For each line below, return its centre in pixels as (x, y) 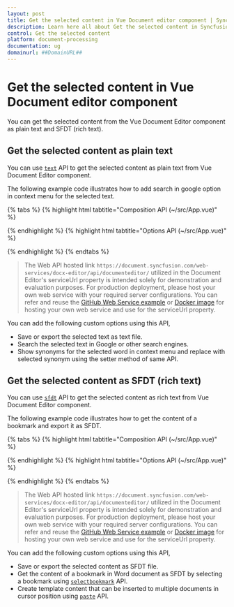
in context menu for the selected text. (61, 196)
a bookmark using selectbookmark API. (72, 581)
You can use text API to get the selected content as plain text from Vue (110, 168)
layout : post (26, 14)
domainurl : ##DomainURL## (45, 53)
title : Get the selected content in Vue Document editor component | (110, 20)
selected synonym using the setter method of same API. (98, 359)
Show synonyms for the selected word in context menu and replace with (121, 351)
